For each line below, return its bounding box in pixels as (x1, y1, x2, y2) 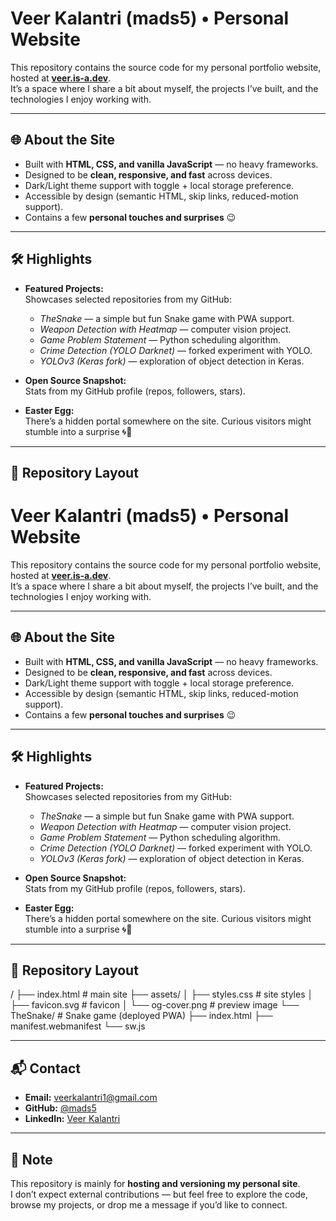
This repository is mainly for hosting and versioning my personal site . (10, 1177, 301, 1189)
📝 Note (10, 1151, 53, 1168)
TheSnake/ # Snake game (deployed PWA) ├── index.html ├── (10, 1010, 273, 1022)
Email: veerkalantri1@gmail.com (24, 1092, 158, 1104)
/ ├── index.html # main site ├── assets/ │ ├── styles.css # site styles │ (10, 988, 314, 1001)
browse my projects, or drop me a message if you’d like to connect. (10, 1198, 288, 1211)
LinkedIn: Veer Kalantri (24, 1113, 121, 1125)
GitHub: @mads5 (24, 1102, 97, 1114)
